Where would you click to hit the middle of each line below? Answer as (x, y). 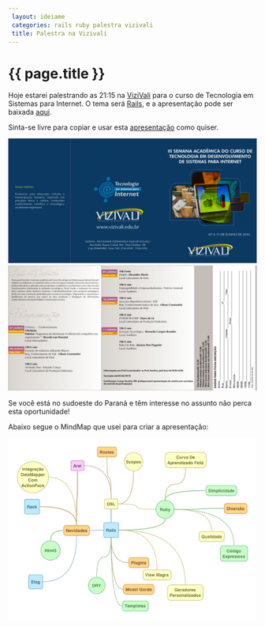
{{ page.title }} (57, 73)
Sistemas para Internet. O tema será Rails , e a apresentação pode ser (121, 104)
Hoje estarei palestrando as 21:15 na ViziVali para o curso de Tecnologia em (131, 96)
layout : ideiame (38, 17)
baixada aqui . (30, 112)
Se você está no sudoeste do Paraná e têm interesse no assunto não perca (130, 403)
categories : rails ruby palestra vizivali (82, 25)
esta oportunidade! (39, 412)
